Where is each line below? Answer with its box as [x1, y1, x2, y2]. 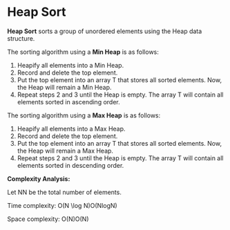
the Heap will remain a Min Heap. [17, 83, 112, 91]
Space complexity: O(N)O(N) [7, 215, 89, 223]
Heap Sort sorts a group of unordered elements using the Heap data [7, 27, 202, 35]
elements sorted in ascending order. [17, 97, 121, 106]
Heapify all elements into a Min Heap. [17, 61, 124, 69]
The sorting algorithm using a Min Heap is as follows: [7, 48, 159, 56]
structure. [7, 34, 35, 42]
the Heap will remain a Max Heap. [17, 146, 114, 155]
